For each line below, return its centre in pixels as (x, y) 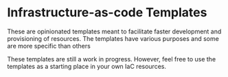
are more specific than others (49, 46)
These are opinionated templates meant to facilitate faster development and (114, 31)
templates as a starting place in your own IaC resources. (87, 66)
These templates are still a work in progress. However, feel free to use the (112, 59)
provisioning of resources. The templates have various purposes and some (113, 38)
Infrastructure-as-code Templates (107, 13)
